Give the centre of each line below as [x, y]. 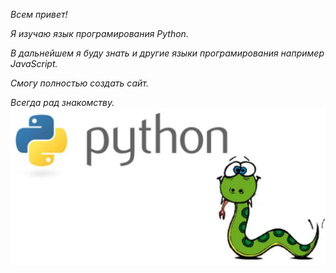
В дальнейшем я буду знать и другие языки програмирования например [167, 53]
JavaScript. [34, 63]
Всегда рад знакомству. [62, 102]
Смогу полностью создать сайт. [79, 83]
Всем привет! [39, 14]
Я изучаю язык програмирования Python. [99, 33]
